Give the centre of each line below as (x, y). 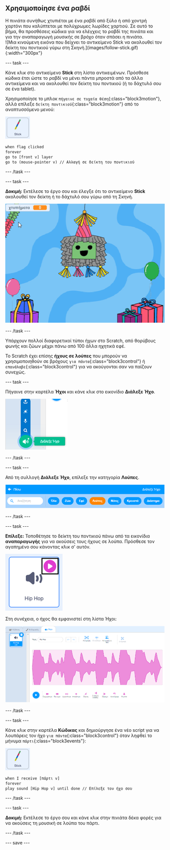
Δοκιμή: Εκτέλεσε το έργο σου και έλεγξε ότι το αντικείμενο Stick (75, 191)
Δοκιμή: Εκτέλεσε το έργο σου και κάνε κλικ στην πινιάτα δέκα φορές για (83, 818)
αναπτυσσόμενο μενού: (30, 109)
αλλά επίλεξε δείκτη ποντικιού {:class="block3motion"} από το (72, 104)
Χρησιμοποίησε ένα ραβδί (48, 8)
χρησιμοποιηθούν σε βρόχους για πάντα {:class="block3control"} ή (75, 361)
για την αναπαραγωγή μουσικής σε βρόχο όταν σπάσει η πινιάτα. (74, 37)
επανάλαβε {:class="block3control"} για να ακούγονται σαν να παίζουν (79, 366)
